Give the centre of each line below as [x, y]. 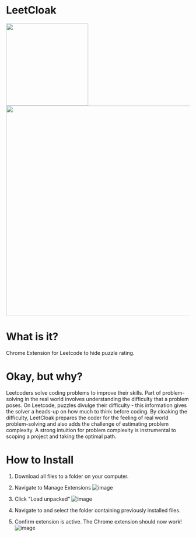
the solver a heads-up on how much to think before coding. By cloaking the [97, 411]
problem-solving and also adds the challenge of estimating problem [87, 424]
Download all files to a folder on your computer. [71, 476]
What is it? [32, 337]
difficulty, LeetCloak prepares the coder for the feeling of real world [87, 418]
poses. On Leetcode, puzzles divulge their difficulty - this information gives [97, 405]
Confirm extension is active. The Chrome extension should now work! [98, 521]
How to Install [40, 460]
